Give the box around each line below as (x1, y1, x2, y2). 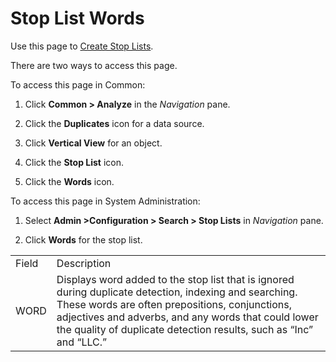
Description (56, 256, 112, 270)
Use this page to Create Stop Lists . (10, 40, 154, 52)
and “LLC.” (56, 335, 108, 349)
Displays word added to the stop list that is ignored (56, 272, 295, 286)
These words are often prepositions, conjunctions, (56, 297, 293, 311)
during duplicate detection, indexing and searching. (56, 285, 298, 299)
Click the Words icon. (24, 175, 115, 187)
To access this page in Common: (10, 78, 146, 91)
